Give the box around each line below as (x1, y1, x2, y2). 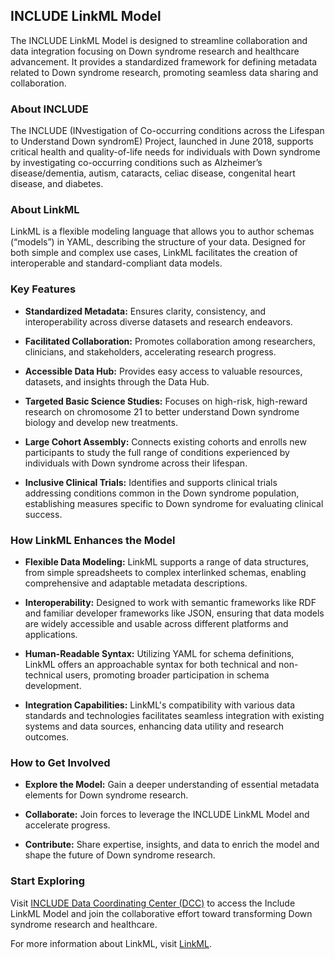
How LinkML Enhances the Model (10, 533, 176, 547)
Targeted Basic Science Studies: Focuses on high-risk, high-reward (24, 395, 308, 407)
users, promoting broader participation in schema (64, 669, 270, 681)
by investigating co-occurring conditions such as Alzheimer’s (10, 157, 263, 169)
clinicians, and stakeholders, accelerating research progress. (24, 345, 277, 358)
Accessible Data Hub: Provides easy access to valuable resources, (24, 365, 303, 377)
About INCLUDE (10, 102, 89, 116)
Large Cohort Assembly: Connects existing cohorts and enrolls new (24, 435, 307, 448)
